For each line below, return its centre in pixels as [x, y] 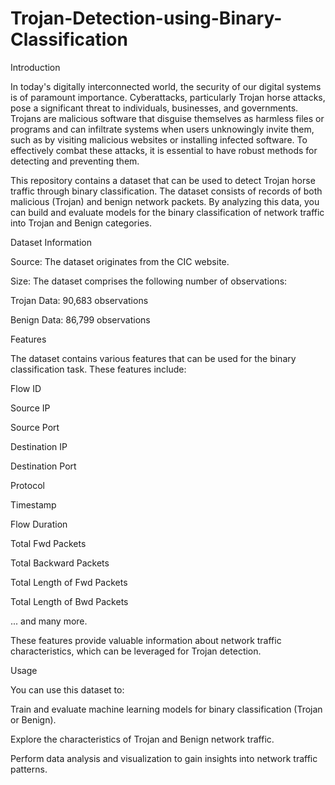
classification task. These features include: [98, 369]
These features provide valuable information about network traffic [146, 640]
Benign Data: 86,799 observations [80, 319]
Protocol [27, 485]
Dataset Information [51, 242]
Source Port [35, 427]
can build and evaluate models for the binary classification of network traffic [167, 212]
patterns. [29, 769]
